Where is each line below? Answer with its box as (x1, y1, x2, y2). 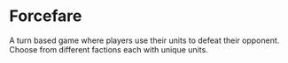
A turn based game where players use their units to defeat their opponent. (9, 35, 280, 45)
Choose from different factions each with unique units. (9, 44, 208, 54)
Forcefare (9, 6, 82, 26)
